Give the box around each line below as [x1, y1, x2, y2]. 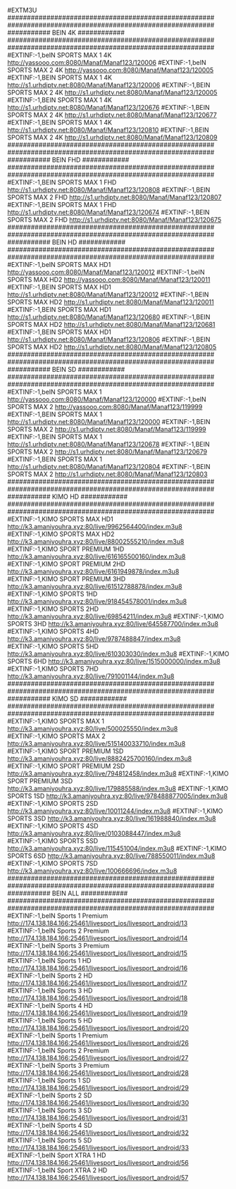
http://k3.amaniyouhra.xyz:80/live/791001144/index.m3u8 [7, 672, 175, 680]
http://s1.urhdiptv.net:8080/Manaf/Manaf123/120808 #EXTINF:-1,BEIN [7, 186, 211, 194]
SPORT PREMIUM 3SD [7, 777, 73, 785]
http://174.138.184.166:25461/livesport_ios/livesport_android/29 [7, 1084, 189, 1092]
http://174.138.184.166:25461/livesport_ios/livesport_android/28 [7, 1069, 189, 1077]
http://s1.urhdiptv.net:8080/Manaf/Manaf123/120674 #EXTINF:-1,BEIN [7, 208, 210, 216]
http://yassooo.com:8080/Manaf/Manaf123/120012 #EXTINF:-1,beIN [7, 268, 205, 276]
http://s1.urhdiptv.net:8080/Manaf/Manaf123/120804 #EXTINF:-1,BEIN [7, 463, 211, 471]
